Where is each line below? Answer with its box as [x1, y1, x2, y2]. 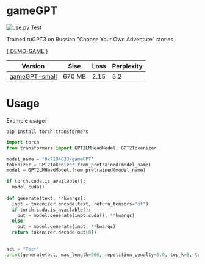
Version [21, 62, 45, 70]
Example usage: [6, 116, 47, 124]
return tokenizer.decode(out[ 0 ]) [12, 229, 97, 235]
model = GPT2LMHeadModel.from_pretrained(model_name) [6, 167, 146, 174]
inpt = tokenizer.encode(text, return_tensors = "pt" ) [12, 201, 149, 207]
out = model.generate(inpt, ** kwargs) [17, 224, 116, 230]
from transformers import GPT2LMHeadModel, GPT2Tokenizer [6, 144, 157, 151]
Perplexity [112, 62, 143, 70]
